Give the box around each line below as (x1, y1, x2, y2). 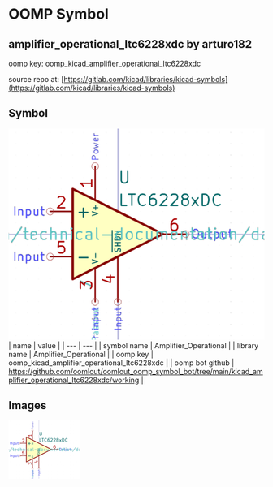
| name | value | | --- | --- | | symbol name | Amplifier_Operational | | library (8, 340, 259, 350)
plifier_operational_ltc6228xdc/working (8, 375, 140, 385)
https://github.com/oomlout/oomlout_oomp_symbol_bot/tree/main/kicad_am (8, 366, 264, 376)
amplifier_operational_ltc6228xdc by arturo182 (8, 37, 253, 51)
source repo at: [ (8, 75, 64, 84)
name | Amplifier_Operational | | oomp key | (8, 349, 154, 359)
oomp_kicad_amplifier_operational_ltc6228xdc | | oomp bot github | (8, 358, 235, 368)
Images (8, 399, 47, 412)
